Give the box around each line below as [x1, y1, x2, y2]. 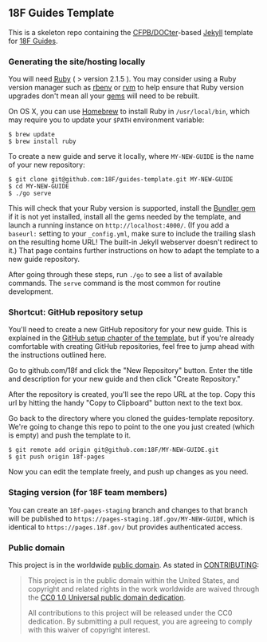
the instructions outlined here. [8, 351, 107, 360]
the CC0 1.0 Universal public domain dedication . [27, 592, 187, 602]
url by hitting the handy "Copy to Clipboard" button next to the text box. [8, 398, 243, 408]
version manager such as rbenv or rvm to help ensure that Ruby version [8, 83, 245, 93]
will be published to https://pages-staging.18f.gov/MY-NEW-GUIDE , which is [8, 513, 255, 523]
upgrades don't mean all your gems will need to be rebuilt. [8, 91, 200, 101]
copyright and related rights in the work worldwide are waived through [27, 585, 260, 593]
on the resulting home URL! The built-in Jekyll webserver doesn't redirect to [8, 237, 258, 247]
